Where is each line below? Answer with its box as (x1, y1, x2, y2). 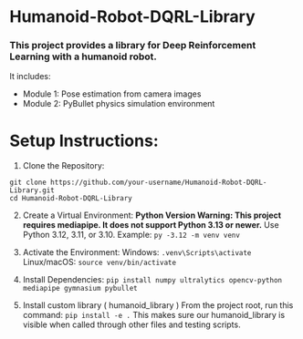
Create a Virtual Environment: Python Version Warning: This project (22, 210, 281, 221)
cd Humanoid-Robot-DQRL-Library (9, 194, 132, 203)
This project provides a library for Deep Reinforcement (9, 39, 256, 52)
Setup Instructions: (9, 130, 159, 151)
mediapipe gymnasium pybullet (22, 284, 139, 293)
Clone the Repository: (22, 160, 105, 171)
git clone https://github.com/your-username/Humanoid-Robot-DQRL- (9, 178, 267, 188)
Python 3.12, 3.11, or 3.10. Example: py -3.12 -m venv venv (22, 230, 240, 241)
